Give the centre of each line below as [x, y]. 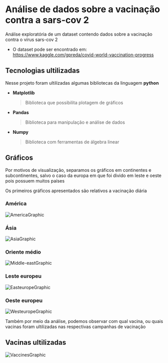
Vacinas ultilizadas [36, 342]
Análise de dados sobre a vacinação [83, 9]
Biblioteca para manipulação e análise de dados [75, 122]
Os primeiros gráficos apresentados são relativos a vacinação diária [76, 191]
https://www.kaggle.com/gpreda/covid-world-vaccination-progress [83, 55]
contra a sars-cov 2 [47, 20]
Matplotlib [24, 93]
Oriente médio [23, 252]
